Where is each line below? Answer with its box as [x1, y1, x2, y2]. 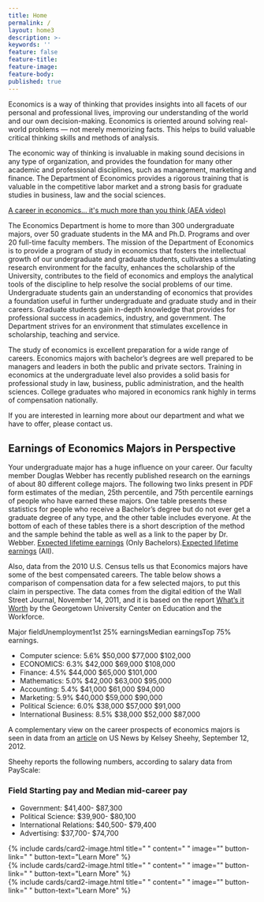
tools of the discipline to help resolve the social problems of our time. [8, 279, 233, 289]
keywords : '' [8, 41, 51, 49]
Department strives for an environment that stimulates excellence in [8, 321, 229, 331]
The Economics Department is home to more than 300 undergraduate [8, 220, 235, 230]
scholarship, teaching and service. [8, 329, 121, 339]
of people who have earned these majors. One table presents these [8, 496, 227, 506]
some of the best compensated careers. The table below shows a [8, 570, 221, 580]
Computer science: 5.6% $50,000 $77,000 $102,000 [19, 651, 191, 661]
